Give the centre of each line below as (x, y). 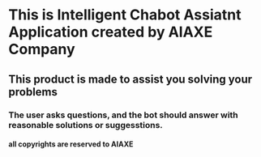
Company (42, 49)
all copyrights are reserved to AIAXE (71, 144)
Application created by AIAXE (111, 32)
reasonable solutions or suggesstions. (86, 125)
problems (33, 92)
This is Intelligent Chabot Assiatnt (125, 15)
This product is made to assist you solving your (130, 79)
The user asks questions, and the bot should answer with (124, 115)
